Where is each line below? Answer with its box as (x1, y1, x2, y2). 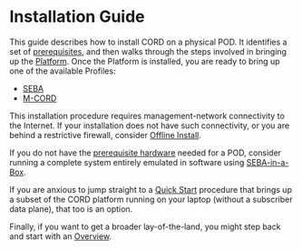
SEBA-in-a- (246, 156, 289, 167)
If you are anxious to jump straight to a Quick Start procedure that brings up (9, 184, 293, 195)
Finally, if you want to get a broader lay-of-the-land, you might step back (9, 221, 281, 232)
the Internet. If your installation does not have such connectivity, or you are (9, 120, 290, 131)
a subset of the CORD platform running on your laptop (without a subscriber (9, 194, 293, 205)
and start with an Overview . (9, 230, 112, 242)
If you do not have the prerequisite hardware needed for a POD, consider (9, 147, 282, 158)
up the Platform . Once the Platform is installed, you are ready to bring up (9, 55, 280, 66)
